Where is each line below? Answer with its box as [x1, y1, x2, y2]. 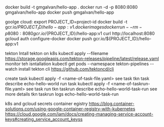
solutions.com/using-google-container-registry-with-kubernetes [5, 105, 136, 112]
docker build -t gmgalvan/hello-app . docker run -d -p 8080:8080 [5, 4, 138, 10]
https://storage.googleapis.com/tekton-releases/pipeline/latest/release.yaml [5, 55, 159, 61]
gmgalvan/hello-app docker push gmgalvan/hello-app [5, 9, 114, 15]
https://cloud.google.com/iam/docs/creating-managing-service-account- [5, 111, 153, 117]
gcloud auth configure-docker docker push [5, 35, 92, 41]
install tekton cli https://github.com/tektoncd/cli [18, 66, 114, 72]
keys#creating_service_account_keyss [5, 116, 83, 122]
